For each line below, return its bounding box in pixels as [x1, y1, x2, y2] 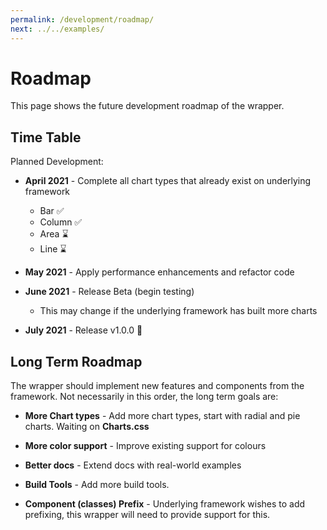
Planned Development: [10, 156, 104, 168]
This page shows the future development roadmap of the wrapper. [10, 100, 285, 112]
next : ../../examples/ [10, 24, 105, 34]
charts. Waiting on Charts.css [24, 421, 150, 433]
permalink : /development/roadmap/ [10, 14, 155, 25]
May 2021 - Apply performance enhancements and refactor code [24, 266, 295, 278]
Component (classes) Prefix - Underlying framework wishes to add [24, 498, 306, 510]
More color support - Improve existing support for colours [24, 440, 267, 452]
